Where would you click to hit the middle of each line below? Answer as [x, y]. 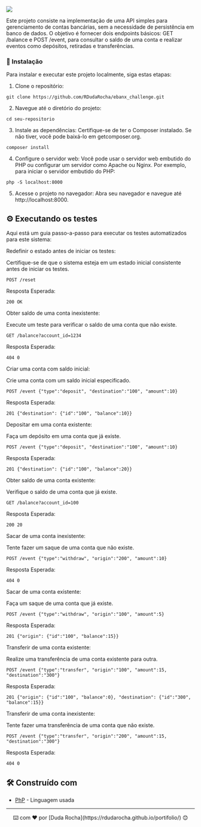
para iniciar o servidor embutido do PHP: [65, 171]
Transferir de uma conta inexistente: [51, 714]
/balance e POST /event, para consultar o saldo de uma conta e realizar [94, 39]
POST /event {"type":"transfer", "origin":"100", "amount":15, [87, 670]
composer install [28, 148]
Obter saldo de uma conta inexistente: [53, 313]
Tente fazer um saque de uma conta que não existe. [70, 548]
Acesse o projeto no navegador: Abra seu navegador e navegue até [98, 193]
